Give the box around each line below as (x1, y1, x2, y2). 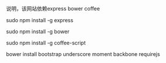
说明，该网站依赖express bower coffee (6, 5, 100, 12)
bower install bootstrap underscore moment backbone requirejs (6, 51, 160, 57)
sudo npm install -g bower (6, 28, 70, 35)
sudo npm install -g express (6, 17, 73, 23)
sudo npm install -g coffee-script (6, 40, 86, 46)
